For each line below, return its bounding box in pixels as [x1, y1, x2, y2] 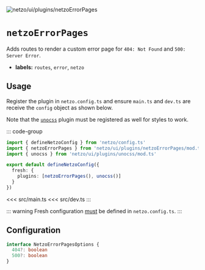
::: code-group [6, 128, 43, 135]
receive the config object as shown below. [6, 104, 113, 111]
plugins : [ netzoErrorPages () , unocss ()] [17, 173, 121, 180]
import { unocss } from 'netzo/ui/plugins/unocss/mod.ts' [6, 151, 157, 157]
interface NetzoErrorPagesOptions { [6, 241, 99, 247]
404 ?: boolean [12, 247, 48, 253]
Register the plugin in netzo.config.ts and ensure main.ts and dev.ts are [6, 97, 191, 104]
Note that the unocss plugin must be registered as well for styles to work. [6, 115, 189, 123]
